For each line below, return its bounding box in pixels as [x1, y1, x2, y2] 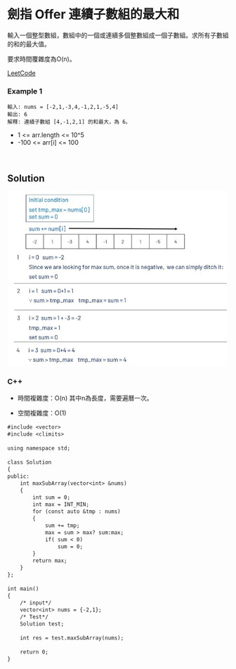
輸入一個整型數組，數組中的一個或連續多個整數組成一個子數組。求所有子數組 [7, 31, 229, 39]
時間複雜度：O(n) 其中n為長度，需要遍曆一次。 [17, 394, 153, 402]
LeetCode [7, 68, 37, 77]
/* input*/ [20, 599, 52, 606]
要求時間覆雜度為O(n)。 [7, 54, 76, 63]
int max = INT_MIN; [32, 500, 90, 508]
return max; [32, 557, 68, 564]
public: [7, 472, 30, 480]
